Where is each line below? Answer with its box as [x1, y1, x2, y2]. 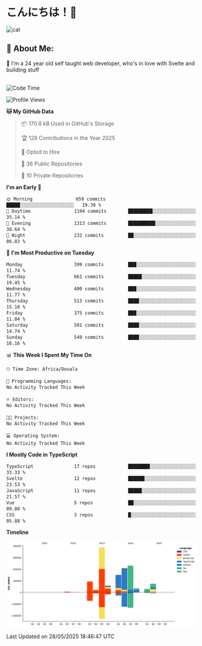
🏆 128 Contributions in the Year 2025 [21, 134, 116, 141]
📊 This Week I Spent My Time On [6, 351, 92, 358]
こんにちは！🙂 [6, 5, 77, 19]
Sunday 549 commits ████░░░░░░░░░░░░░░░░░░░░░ [6, 334, 197, 340]
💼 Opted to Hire [21, 148, 60, 155]
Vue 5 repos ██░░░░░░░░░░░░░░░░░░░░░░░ [6, 499, 197, 506]
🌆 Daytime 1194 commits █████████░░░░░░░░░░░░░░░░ [6, 208, 197, 214]
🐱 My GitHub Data [6, 107, 54, 115]
